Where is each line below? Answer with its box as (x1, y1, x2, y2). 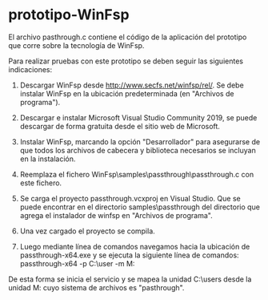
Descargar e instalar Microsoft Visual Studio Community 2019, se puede (19, 112, 258, 122)
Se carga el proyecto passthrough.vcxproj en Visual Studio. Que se (19, 193, 242, 203)
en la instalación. (19, 154, 76, 164)
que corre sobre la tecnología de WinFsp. (8, 40, 145, 50)
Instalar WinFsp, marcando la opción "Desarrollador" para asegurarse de (19, 136, 261, 146)
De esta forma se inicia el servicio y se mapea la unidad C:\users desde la (8, 274, 252, 284)
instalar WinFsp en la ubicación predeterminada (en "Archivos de (19, 88, 234, 98)
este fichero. (19, 178, 62, 188)
